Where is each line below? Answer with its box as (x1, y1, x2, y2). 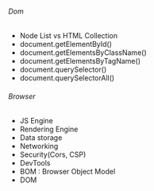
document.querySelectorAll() (19, 73, 115, 83)
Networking (19, 142, 59, 151)
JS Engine (19, 116, 53, 126)
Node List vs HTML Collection (19, 31, 117, 41)
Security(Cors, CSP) (19, 150, 87, 159)
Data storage (19, 133, 63, 142)
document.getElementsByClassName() (19, 48, 147, 57)
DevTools (19, 158, 51, 168)
